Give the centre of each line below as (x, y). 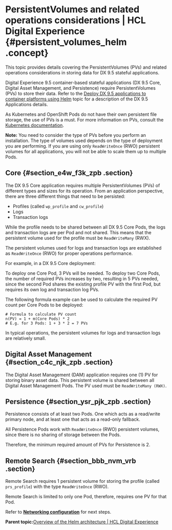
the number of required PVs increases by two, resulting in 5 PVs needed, (82, 278)
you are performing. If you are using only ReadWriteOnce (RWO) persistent (83, 146)
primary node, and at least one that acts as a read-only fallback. (73, 419)
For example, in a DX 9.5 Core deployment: (50, 263)
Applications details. (27, 104)
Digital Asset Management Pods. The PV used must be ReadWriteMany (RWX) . (86, 385)
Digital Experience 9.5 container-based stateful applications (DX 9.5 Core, (83, 83)
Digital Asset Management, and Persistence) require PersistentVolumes (81, 88)
